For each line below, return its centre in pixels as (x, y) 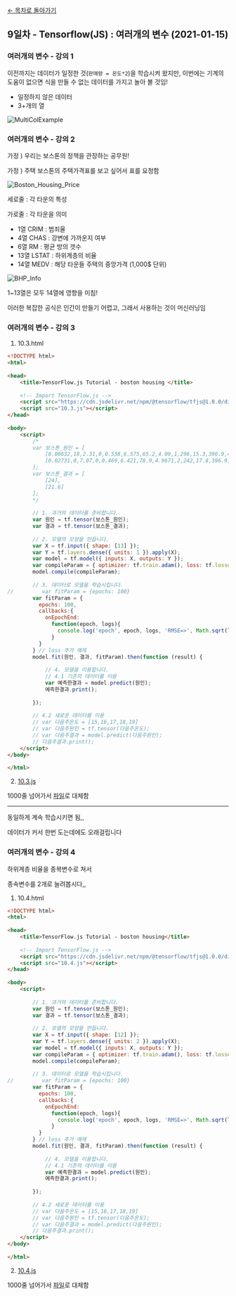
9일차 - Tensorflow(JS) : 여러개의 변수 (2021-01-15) (118, 35)
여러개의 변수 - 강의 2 (41, 139)
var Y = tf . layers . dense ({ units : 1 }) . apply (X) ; (106, 552)
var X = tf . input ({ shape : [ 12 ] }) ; (86, 1035)
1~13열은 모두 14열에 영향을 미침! (53, 292)
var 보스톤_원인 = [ (59, 448)
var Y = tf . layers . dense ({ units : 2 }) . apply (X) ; (106, 1042)
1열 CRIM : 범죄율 (41, 229)
